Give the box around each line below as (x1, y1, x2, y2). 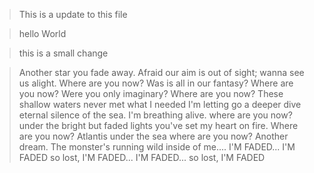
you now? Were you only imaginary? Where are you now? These (18, 88, 284, 99)
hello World (18, 28, 67, 39)
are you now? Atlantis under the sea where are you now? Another (18, 130, 289, 142)
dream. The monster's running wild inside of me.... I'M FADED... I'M (18, 141, 296, 153)
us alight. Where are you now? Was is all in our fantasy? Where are (18, 77, 294, 89)
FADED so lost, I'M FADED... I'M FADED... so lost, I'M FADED (18, 152, 266, 163)
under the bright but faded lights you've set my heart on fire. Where (18, 120, 299, 131)
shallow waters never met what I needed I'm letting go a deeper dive (18, 99, 302, 110)
